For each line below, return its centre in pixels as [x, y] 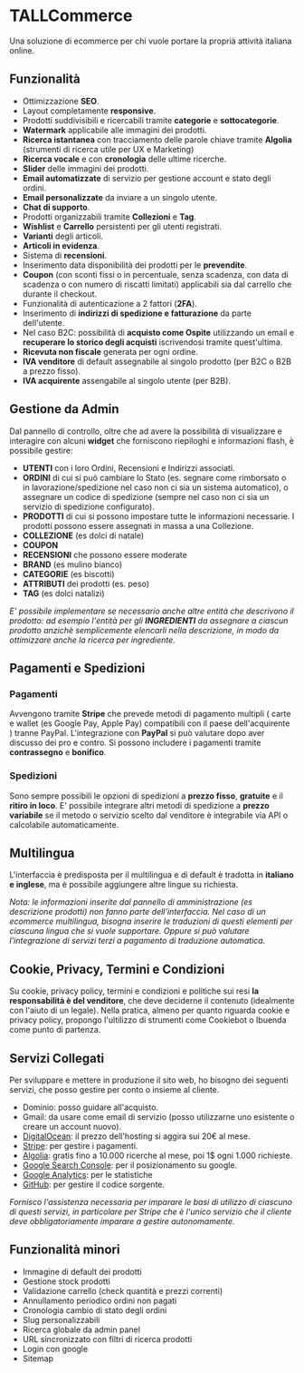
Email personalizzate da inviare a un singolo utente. [120, 197]
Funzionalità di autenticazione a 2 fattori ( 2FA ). [109, 303]
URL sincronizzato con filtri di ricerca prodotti [107, 1339]
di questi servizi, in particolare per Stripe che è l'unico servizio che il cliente [151, 1211]
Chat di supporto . [56, 207]
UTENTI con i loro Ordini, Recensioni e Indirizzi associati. [128, 467]
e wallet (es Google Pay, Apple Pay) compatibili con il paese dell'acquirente [150, 723]
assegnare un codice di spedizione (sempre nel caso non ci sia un [146, 496]
